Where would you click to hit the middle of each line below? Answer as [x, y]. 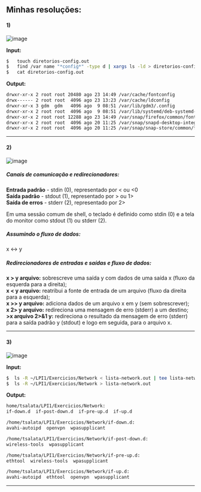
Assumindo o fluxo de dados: [43, 234]
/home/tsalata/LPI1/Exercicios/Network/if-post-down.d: [77, 439]
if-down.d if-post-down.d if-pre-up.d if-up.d [69, 412]
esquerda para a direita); [36, 284]
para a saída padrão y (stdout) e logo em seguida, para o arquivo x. [89, 323]
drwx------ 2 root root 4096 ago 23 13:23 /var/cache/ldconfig [88, 100]
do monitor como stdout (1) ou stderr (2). [57, 220]
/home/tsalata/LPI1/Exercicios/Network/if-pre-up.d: [73, 455]
